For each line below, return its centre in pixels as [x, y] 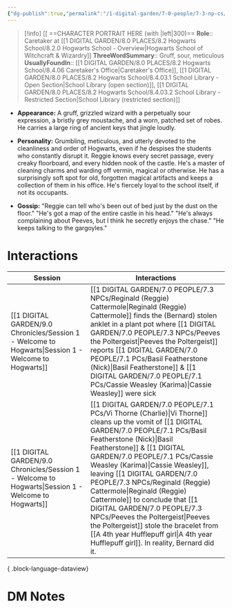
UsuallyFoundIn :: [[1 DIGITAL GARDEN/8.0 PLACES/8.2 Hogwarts [117, 62]
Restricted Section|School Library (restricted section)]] [102, 99]
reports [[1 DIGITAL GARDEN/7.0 [144, 350]
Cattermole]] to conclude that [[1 [144, 499]
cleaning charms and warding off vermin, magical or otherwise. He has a [120, 170]
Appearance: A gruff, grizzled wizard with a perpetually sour [104, 113]
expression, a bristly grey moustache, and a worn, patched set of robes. [119, 120]
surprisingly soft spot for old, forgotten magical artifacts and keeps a [115, 178]
